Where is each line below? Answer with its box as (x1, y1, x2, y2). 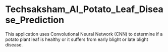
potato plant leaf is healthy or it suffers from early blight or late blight (5, 36, 148, 42)
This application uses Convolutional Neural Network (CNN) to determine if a (5, 31, 163, 37)
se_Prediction (5, 14, 65, 26)
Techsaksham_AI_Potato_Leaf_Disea (5, 4, 163, 15)
